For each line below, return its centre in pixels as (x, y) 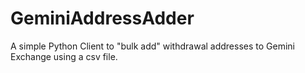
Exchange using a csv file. (64, 56)
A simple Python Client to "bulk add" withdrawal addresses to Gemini (152, 46)
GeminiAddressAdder (102, 18)
